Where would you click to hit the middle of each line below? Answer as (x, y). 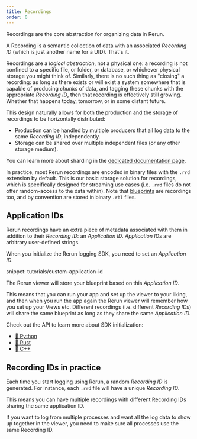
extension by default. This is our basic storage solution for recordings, (92, 178)
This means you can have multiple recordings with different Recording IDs (96, 399)
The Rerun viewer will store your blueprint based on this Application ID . (93, 283)
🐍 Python (26, 336)
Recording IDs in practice (54, 367)
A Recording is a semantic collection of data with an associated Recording (96, 46)
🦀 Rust (23, 343)
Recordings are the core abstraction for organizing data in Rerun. (85, 34)
